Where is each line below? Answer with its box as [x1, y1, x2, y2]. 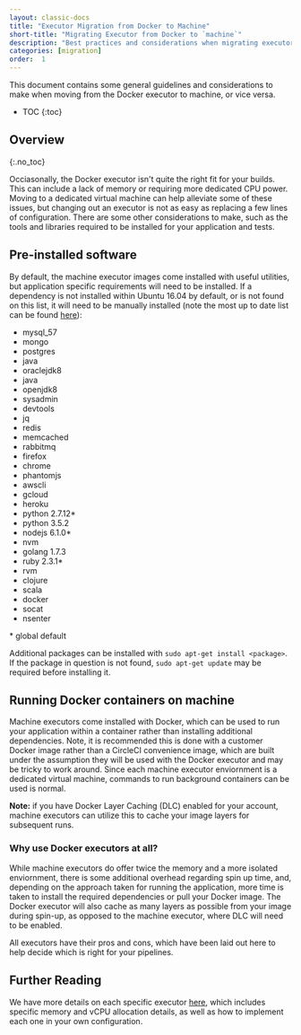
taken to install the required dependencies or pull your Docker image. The [9, 890, 281, 902]
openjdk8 [21, 383, 58, 395]
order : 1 [9, 55, 47, 64]
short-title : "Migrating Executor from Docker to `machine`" [9, 30, 243, 39]
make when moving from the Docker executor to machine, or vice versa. [9, 89, 276, 100]
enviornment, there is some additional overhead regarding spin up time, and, [9, 872, 292, 882]
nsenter [21, 612, 51, 624]
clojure [21, 575, 48, 585]
